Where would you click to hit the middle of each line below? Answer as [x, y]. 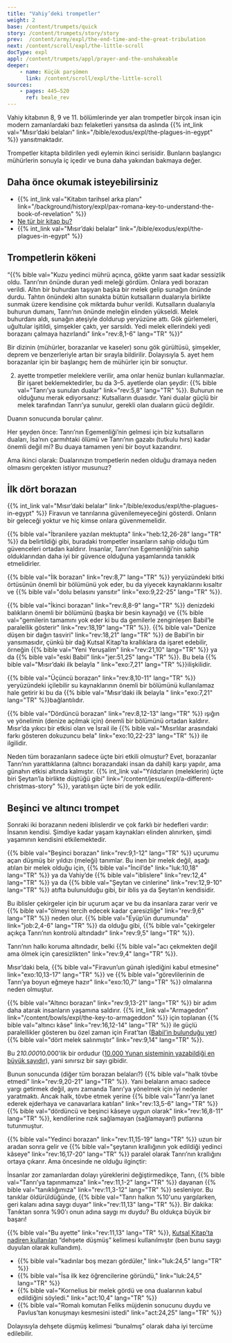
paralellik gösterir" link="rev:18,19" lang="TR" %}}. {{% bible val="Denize [111, 628]
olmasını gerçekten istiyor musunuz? [60, 467]
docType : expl [28, 53]
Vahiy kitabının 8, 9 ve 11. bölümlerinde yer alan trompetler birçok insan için [114, 117]
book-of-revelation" [45, 213]
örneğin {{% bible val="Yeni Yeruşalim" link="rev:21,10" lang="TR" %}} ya [113, 650]
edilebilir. [20, 1334]
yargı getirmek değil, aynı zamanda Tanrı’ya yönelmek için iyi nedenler [107, 1089]
